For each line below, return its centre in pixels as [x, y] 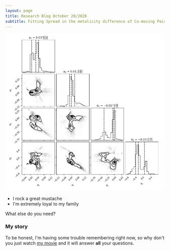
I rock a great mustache [37, 198]
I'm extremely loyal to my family [46, 204]
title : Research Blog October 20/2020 [46, 16]
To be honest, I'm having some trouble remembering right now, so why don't [85, 237]
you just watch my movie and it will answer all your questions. [70, 243]
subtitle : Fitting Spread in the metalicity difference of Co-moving [80, 21]
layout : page [19, 11]
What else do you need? [30, 214]
